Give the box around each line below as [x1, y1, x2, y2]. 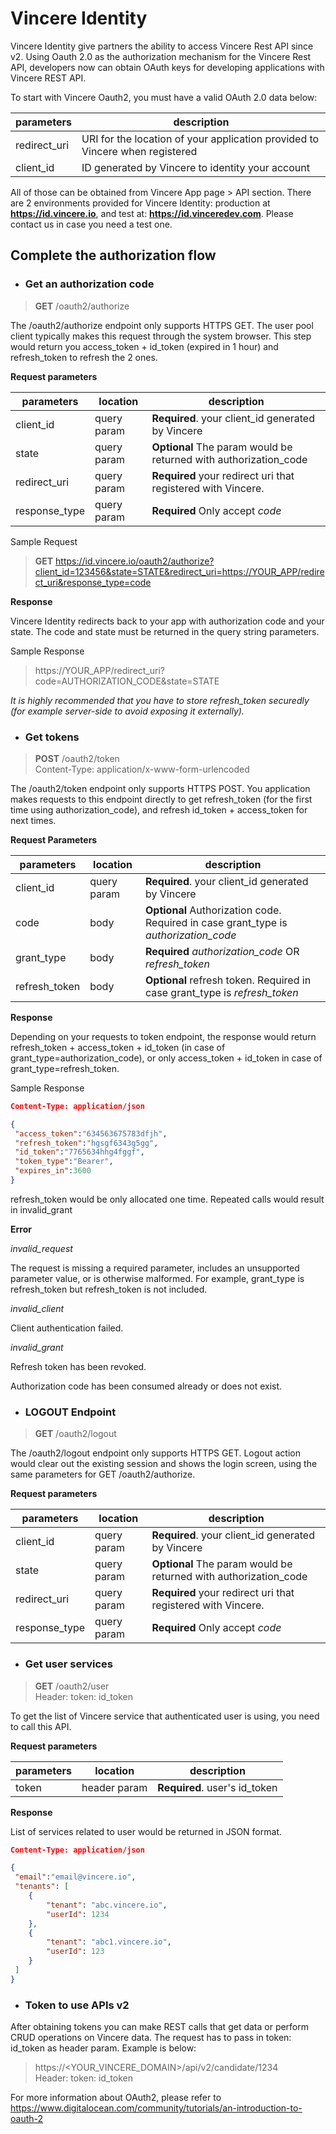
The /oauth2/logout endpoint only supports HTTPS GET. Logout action [10, 1447, 302, 1459]
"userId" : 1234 [46, 1909, 110, 1919]
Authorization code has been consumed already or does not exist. [10, 1380, 283, 1392]
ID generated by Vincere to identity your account [81, 160, 310, 174]
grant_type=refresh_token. [10, 1062, 120, 1074]
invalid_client [10, 1302, 65, 1314]
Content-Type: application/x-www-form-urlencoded [34, 763, 250, 775]
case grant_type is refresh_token [145, 985, 299, 999]
